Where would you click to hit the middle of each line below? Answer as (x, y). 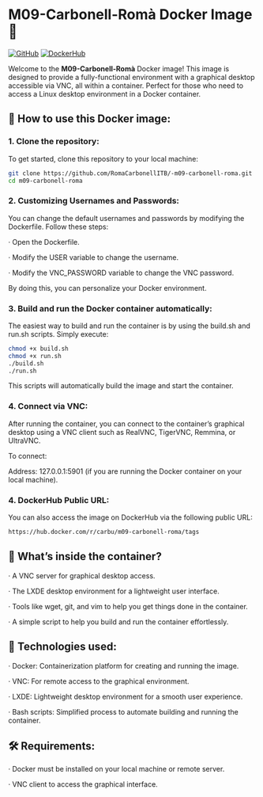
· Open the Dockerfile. (44, 242)
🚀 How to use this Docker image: (90, 119)
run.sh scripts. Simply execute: (58, 334)
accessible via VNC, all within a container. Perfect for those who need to (126, 86)
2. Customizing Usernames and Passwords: (94, 201)
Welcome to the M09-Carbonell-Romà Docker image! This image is (119, 68)
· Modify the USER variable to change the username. (94, 257)
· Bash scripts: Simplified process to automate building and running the (124, 711)
